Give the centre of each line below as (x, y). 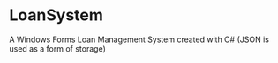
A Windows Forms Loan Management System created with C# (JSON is (139, 39)
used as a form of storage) (57, 48)
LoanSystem (56, 15)
